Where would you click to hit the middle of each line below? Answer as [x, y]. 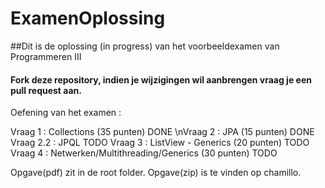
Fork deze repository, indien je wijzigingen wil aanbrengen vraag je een [161, 79]
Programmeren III [46, 56]
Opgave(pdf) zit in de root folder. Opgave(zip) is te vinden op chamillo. [156, 173]
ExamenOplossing [88, 18]
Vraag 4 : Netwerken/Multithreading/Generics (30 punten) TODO [144, 153]
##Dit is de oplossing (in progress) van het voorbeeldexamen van [145, 46]
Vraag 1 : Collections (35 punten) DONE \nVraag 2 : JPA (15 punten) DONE [162, 132]
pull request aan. [46, 90]
